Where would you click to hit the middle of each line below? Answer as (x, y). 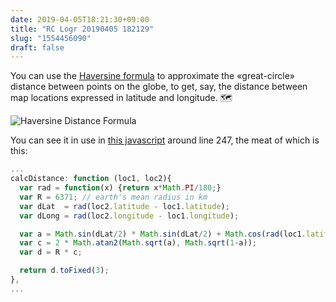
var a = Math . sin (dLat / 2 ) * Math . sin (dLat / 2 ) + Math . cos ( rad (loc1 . (163, 234)
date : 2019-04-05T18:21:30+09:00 (80, 19)
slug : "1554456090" (51, 38)
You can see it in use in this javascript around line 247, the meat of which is (165, 140)
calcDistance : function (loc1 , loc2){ (91, 179)
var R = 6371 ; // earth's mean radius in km (113, 197)
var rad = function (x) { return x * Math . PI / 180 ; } (120, 188)
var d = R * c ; (51, 252)
